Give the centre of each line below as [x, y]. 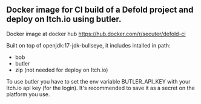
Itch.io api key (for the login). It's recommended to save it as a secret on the [100, 88]
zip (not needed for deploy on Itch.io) [61, 70]
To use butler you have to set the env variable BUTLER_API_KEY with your [98, 81]
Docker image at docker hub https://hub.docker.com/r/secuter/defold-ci [96, 34]
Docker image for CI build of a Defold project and [100, 10]
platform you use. [28, 94]
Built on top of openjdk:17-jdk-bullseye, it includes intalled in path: [88, 45]
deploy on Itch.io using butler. [64, 20]
